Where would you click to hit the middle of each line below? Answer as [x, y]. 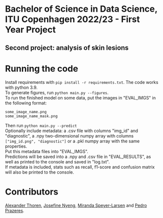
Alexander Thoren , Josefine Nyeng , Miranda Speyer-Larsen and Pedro [76, 205]
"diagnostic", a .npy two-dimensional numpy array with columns [69, 136]
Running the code [42, 69]
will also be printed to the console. [40, 172]
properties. [16, 146]
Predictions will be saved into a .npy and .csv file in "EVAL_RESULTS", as [78, 157]
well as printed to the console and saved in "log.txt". [57, 162]
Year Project [31, 30]
